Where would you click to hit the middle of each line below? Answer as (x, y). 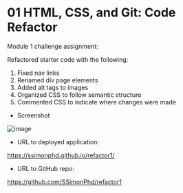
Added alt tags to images (53, 87)
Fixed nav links (38, 73)
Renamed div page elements (57, 80)
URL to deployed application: (58, 141)
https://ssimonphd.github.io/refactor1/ (61, 155)
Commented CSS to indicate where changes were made (97, 102)
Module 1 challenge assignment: (53, 46)
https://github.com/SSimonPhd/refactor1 (64, 182)
